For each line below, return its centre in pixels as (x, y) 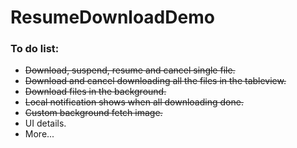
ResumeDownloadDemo (112, 17)
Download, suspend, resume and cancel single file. (130, 70)
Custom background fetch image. (93, 113)
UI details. (45, 123)
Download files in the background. (95, 92)
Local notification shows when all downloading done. (134, 102)
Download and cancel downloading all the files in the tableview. (155, 81)
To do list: (35, 49)
